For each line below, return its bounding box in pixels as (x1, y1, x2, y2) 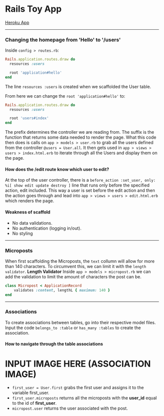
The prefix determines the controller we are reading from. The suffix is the (5, 129, 155, 135)
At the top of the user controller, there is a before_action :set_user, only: (5, 177, 156, 183)
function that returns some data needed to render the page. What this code (5, 134, 157, 140)
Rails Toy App (5, 3, 62, 15)
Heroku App (5, 20, 29, 25)
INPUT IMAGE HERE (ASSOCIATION (5, 358, 151, 369)
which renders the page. (5, 198, 55, 204)
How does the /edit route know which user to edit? (5, 166, 109, 172)
